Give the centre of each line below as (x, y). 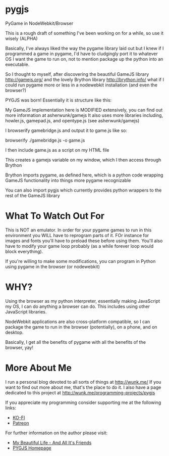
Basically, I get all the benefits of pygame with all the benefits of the (76, 342)
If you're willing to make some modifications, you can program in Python (80, 261)
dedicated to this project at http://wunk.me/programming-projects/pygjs (80, 392)
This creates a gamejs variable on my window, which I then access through (83, 160)
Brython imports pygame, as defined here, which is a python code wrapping (84, 175)
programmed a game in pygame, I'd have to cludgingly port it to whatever (81, 54)
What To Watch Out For (55, 216)
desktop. (14, 332)
